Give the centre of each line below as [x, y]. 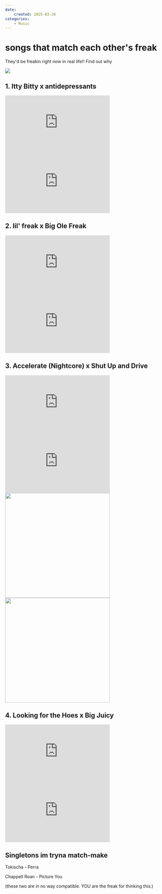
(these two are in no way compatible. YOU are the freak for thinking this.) [79, 886]
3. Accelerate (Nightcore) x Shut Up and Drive [77, 366]
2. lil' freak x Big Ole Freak [46, 226]
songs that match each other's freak [81, 48]
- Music [22, 23]
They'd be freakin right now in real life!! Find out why [59, 62]
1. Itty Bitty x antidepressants [51, 86]
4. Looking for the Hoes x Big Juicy [60, 715]
